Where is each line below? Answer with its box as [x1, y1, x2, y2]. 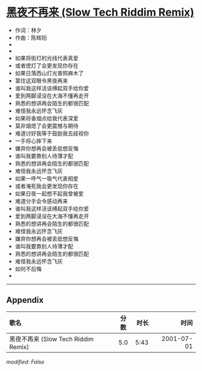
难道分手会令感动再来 [14, 197, 68, 205]
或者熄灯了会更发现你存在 [14, 61, 79, 69]
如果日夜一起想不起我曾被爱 [14, 190, 84, 197]
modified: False [6, 358, 45, 365]
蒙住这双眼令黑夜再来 [14, 76, 68, 84]
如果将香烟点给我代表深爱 [14, 114, 79, 122]
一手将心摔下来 [14, 137, 52, 145]
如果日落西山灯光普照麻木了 [14, 69, 84, 76]
